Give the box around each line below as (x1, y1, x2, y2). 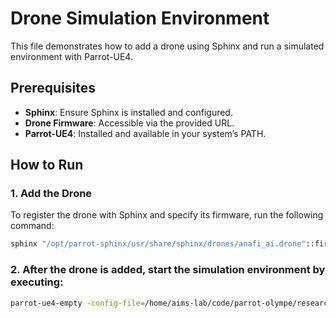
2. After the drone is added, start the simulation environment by (10, 263, 326, 277)
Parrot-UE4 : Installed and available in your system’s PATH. (24, 127, 267, 139)
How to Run (10, 157, 84, 174)
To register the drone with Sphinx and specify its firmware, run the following (10, 209, 324, 221)
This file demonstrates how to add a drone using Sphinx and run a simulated (10, 40, 325, 52)
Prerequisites (10, 80, 96, 97)
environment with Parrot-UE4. (10, 50, 133, 62)
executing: (10, 275, 64, 289)
